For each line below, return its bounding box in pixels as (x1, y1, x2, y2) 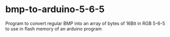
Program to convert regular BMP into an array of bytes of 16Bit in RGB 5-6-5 (5, 20, 165, 26)
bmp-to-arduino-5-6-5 (5, 4, 105, 15)
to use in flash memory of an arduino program (5, 25, 102, 31)
